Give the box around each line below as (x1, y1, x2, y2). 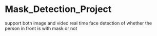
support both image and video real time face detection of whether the (5, 20, 152, 26)
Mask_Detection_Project (5, 3, 112, 15)
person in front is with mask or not (5, 25, 77, 31)
